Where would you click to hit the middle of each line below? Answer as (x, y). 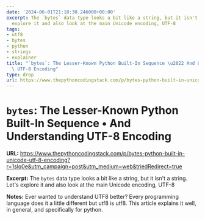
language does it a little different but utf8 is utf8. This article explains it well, (101, 203)
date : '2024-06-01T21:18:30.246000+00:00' (61, 12)
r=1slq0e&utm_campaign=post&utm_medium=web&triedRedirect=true (94, 166)
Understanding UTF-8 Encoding (89, 137)
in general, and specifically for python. (55, 210)
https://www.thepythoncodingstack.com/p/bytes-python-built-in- (102, 154)
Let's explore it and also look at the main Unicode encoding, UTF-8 (91, 185)
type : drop (20, 75)
